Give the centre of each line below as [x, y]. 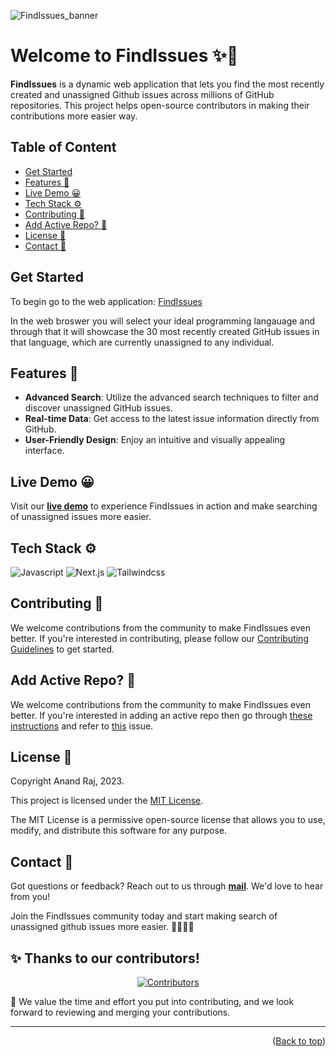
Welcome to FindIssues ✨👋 [124, 56]
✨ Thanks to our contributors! [105, 958]
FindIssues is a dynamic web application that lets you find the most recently [167, 84]
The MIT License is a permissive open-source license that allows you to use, [168, 820]
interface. [44, 451]
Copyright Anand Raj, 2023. [67, 781]
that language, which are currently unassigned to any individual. [142, 342]
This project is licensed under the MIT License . [107, 801]
